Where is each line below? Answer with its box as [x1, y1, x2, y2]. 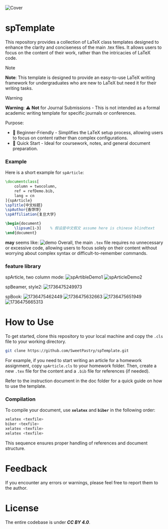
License [5, 502, 39, 514]
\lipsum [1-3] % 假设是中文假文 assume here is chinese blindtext [14, 226, 155, 231]
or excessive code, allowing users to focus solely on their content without [5, 244, 157, 251]
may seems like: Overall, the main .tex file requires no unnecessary [5, 239, 163, 245]
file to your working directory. [5, 338, 67, 344]
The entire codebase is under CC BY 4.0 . [5, 519, 90, 525]
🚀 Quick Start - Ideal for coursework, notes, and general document [12, 140, 150, 146]
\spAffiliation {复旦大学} [5, 212, 57, 217]
